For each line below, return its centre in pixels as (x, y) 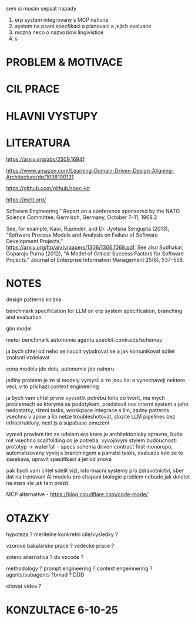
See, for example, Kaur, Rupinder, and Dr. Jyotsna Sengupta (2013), (88, 228)
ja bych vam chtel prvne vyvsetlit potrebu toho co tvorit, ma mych (86, 398)
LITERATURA (38, 143)
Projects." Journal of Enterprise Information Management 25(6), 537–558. (95, 260)
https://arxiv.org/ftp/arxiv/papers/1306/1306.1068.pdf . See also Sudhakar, (95, 247)
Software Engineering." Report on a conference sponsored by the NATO (93, 211)
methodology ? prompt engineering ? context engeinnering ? (79, 568)
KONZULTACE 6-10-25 (62, 610)
